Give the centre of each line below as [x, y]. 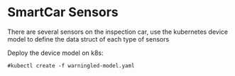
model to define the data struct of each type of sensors [88, 39]
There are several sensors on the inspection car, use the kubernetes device [118, 32]
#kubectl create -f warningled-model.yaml [71, 65]
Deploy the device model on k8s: [56, 53]
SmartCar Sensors [63, 12]
